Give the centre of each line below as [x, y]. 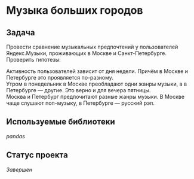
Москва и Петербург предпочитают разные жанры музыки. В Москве [96, 97]
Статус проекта [37, 155]
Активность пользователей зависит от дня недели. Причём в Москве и [97, 71]
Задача [21, 33]
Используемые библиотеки [61, 122]
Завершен [19, 169]
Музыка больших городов [75, 10]
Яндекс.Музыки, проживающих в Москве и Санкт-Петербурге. [87, 53]
